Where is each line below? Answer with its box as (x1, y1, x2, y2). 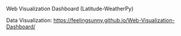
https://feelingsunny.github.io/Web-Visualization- (53, 17, 175, 23)
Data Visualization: (6, 17, 53, 23)
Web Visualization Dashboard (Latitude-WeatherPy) (6, 5, 134, 12)
